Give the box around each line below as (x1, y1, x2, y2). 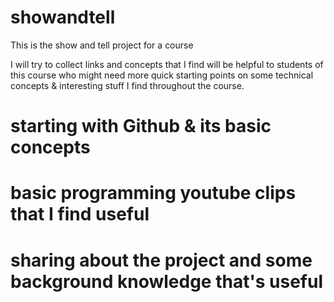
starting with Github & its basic (10, 115, 272, 138)
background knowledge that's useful (10, 270, 323, 293)
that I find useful (10, 203, 150, 226)
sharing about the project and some (10, 249, 313, 271)
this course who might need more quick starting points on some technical (10, 69, 314, 81)
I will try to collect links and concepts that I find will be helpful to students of (10, 58, 324, 70)
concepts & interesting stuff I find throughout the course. (10, 79, 245, 91)
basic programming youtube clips (10, 182, 297, 205)
